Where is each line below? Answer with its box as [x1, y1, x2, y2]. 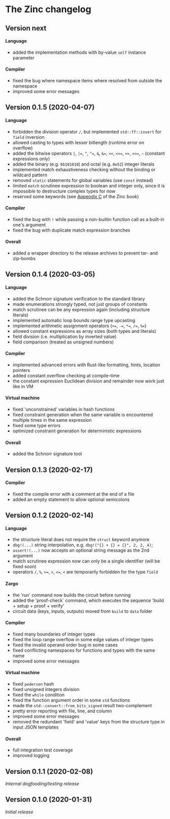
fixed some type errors [12, 422, 61, 428]
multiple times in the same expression [12, 417, 92, 423]
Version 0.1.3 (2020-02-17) [5, 465, 93, 474]
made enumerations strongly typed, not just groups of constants [12, 301, 148, 307]
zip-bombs [12, 255, 36, 261]
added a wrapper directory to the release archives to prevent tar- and [12, 250, 158, 256]
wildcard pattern [12, 172, 47, 178]
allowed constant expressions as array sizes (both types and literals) [12, 328, 156, 334]
